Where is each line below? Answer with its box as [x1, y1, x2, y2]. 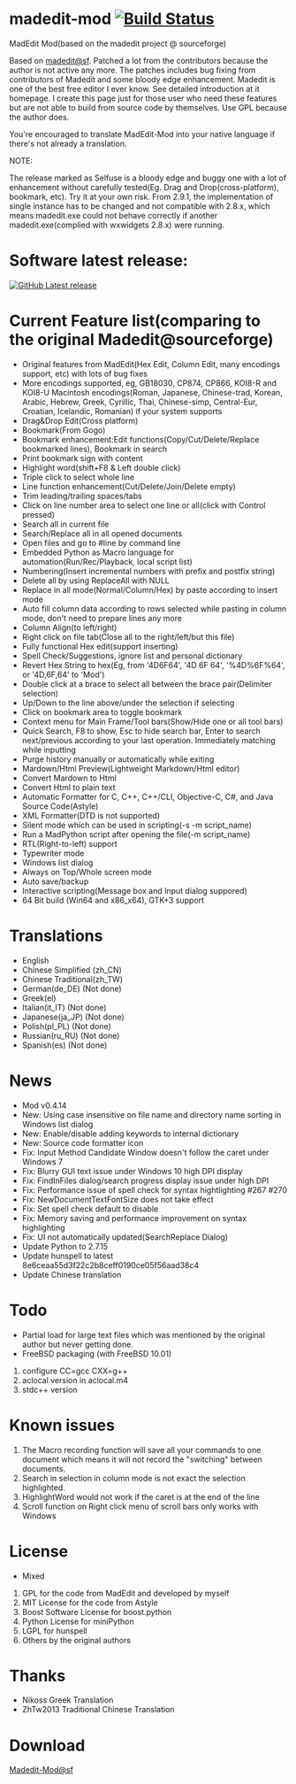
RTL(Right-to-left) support [21, 838, 118, 849]
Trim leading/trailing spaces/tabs [21, 490, 143, 501]
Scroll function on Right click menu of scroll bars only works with [21, 1501, 259, 1511]
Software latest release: [9, 250, 188, 271]
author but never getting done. [21, 1339, 134, 1350]
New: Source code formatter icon [21, 1137, 144, 1148]
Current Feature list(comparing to [9, 311, 261, 331]
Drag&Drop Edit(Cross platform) [21, 415, 139, 426]
